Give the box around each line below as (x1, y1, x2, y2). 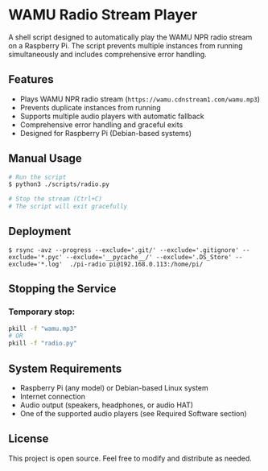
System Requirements (8, 362, 122, 375)
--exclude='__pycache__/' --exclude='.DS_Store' (65, 253, 232, 261)
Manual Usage (8, 151, 82, 166)
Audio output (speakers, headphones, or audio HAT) (19, 400, 194, 410)
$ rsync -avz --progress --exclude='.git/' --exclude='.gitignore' (8, 246, 240, 254)
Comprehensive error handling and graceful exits (19, 119, 183, 130)
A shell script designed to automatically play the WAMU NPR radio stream (8, 32, 253, 42)
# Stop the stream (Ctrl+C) (8, 195, 103, 203)
